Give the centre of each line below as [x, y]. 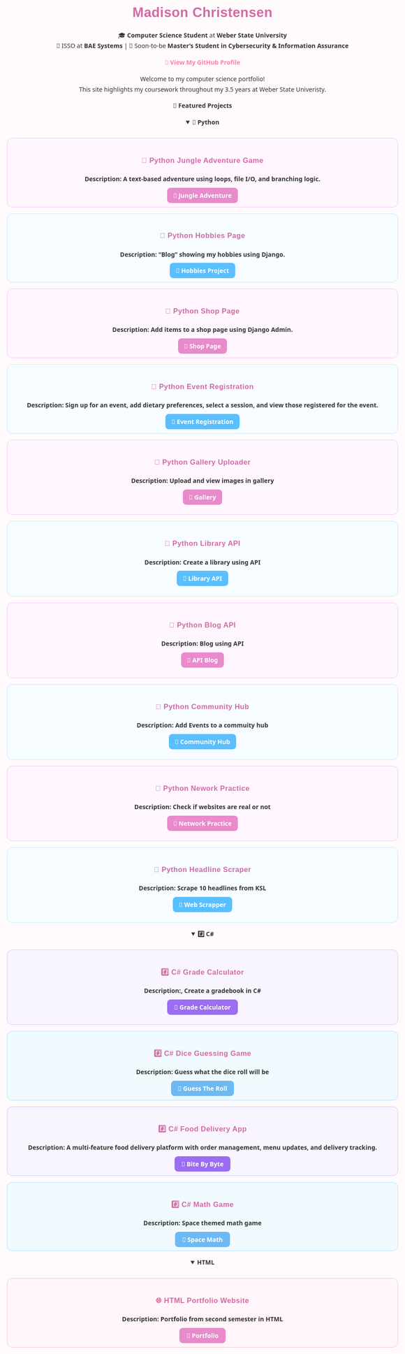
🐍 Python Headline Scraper [202, 869]
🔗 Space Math [202, 1239]
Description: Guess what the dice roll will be [202, 1072]
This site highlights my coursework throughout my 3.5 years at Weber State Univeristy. [202, 89]
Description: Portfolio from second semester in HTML [202, 1319]
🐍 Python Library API [202, 543]
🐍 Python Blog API [202, 625]
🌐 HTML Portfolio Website [202, 1300]
